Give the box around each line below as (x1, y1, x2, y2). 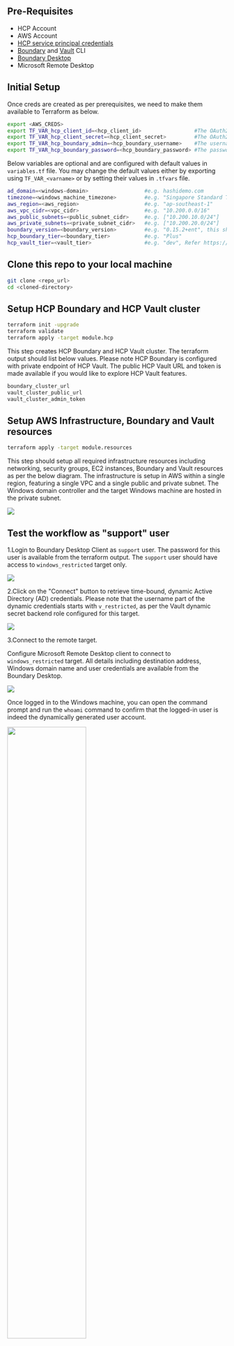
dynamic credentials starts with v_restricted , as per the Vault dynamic (7, 602, 211, 610)
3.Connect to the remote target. (7, 636, 97, 644)
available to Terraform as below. (7, 107, 100, 116)
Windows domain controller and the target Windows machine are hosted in (7, 487, 221, 495)
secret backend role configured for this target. (7, 609, 140, 618)
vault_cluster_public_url (7, 389, 82, 396)
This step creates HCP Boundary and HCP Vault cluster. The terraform (7, 346, 209, 355)
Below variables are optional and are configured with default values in (7, 160, 208, 167)
